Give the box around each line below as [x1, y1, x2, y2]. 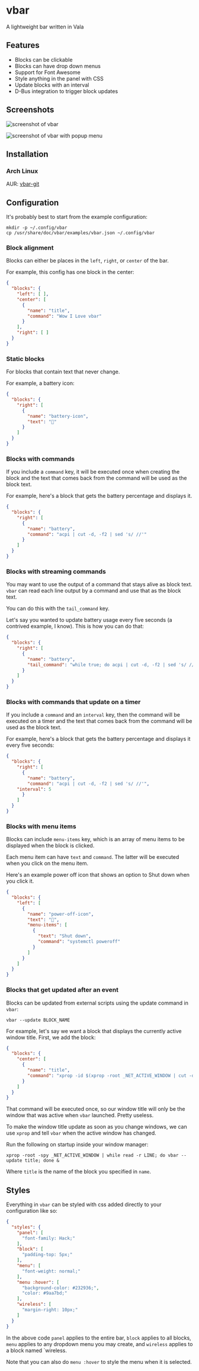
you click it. [6, 878, 34, 885]
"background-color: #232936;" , [21, 1284, 99, 1291]
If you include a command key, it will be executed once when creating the [6, 468, 180, 475]
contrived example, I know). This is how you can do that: [6, 623, 144, 630]
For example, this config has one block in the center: [6, 269, 134, 276]
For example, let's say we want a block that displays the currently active [6, 1027, 182, 1034]
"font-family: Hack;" [21, 1235, 76, 1241]
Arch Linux [6, 167, 38, 175]
